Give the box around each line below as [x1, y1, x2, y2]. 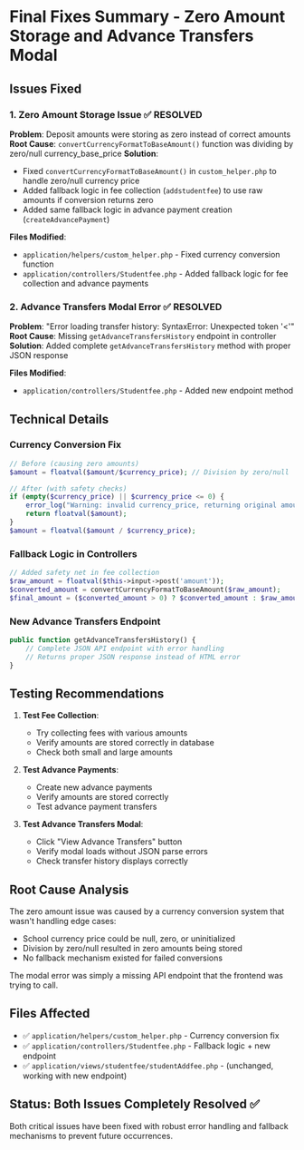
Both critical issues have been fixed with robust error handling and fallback [9, 1120, 289, 1131]
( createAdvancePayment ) [22, 213, 110, 224]
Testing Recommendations [9, 686, 165, 701]
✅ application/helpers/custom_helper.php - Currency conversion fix [22, 1029, 280, 1040]
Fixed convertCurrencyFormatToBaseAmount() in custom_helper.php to [22, 165, 278, 176]
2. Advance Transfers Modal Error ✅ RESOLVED [9, 300, 223, 313]
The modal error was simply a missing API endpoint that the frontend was [9, 970, 283, 981]
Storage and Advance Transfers [9, 25, 254, 46]
